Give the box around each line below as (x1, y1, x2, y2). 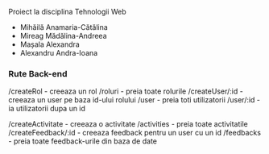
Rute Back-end (8, 68, 68, 79)
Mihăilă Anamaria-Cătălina (19, 23, 109, 31)
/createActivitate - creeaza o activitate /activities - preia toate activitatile (8, 119, 248, 129)
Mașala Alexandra (19, 40, 81, 49)
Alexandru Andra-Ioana (19, 48, 98, 57)
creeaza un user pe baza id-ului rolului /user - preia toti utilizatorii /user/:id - (8, 95, 260, 105)
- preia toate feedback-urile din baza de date (8, 136, 157, 146)
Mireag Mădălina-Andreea (19, 31, 107, 40)
